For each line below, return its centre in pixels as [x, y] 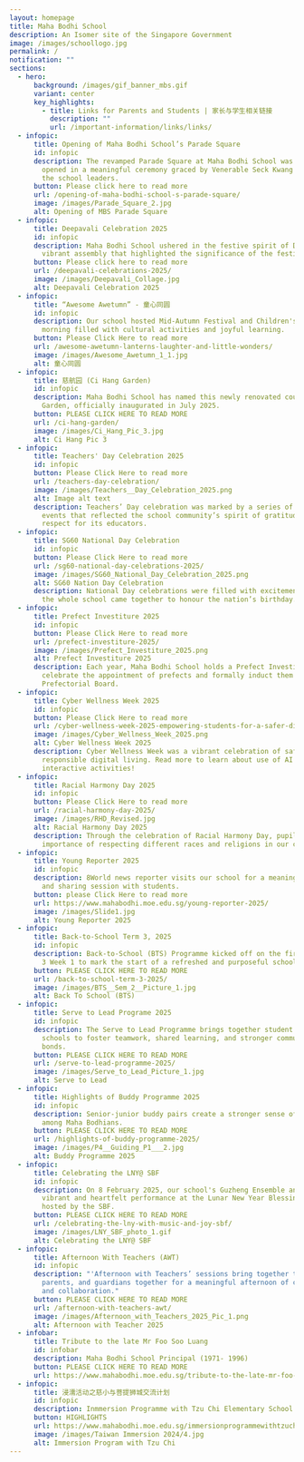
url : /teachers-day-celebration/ [96, 482]
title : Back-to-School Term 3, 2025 [102, 937]
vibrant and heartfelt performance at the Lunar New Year [153, 1198]
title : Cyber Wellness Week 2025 [96, 701]
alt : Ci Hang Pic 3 [70, 439]
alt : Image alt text [72, 498]
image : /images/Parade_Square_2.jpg [102, 204]
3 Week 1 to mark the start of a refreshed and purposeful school [170, 962]
